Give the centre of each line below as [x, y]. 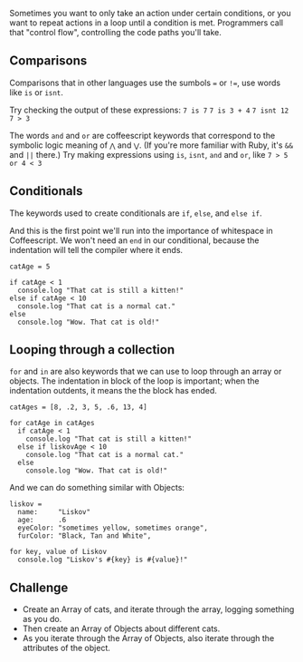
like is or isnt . [36, 92]
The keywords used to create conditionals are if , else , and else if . [136, 213]
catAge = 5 [30, 267]
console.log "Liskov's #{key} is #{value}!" [103, 560]
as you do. [42, 619]
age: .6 [42, 521]
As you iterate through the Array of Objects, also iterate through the [148, 638]
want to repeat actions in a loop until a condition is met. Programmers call [146, 23]
